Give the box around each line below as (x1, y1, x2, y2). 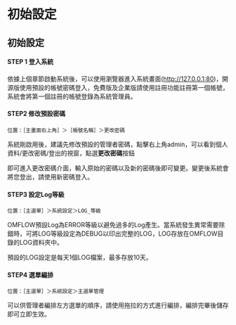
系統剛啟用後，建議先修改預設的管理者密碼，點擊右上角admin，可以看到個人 (7, 140, 228, 148)
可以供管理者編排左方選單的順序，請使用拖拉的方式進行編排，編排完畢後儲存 (7, 301, 229, 310)
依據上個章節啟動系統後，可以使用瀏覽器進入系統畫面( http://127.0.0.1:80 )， (7, 75, 223, 83)
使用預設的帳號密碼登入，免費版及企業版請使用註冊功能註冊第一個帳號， (19, 83, 229, 91)
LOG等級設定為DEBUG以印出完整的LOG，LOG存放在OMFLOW (37, 229, 218, 238)
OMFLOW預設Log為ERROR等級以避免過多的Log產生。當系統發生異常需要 (7, 221, 219, 229)
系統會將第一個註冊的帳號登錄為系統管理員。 (7, 92, 137, 101)
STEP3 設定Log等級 (7, 190, 65, 198)
